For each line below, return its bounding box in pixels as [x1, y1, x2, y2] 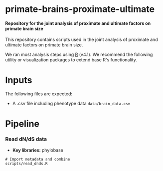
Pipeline [5, 118, 40, 129]
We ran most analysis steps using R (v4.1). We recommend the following [5, 51, 153, 58]
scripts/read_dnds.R [5, 161, 48, 166]
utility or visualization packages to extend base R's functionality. [5, 57, 137, 63]
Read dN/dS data [5, 136, 47, 143]
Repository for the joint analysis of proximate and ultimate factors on [5, 20, 151, 26]
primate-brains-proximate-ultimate [5, 3, 155, 15]
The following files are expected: [5, 91, 73, 97]
